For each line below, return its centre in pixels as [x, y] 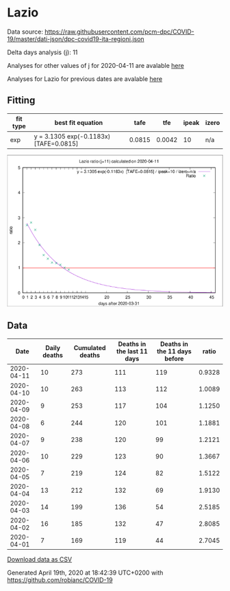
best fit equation [79, 122]
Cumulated [90, 347]
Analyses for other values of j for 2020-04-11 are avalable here [96, 65]
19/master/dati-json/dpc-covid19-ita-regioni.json [76, 38]
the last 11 [132, 351]
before [174, 359]
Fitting [21, 101]
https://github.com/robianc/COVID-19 [60, 580]
